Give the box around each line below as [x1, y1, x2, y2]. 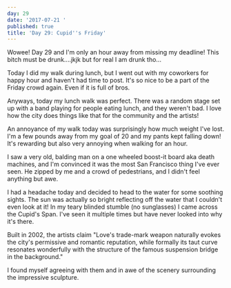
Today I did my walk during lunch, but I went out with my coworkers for [7, 69, 209, 77]
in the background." [7, 253, 63, 261]
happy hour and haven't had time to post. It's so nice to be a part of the [7, 76, 210, 85]
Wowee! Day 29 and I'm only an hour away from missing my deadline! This [7, 48, 219, 56]
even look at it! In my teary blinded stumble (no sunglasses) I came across [7, 203, 219, 211]
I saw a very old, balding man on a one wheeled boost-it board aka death [7, 153, 215, 161]
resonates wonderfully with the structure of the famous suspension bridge [7, 245, 219, 254]
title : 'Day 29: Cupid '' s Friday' [7, 29, 107, 37]
